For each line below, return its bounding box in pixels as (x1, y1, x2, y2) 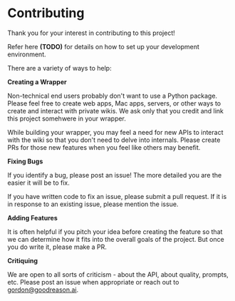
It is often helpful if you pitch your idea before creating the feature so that (7, 227, 223, 236)
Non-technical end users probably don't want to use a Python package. (7, 91, 218, 100)
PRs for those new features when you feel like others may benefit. (7, 143, 201, 151)
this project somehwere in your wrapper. (7, 114, 127, 123)
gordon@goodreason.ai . (7, 285, 79, 294)
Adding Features (7, 213, 58, 222)
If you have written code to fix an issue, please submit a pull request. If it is (7, 192, 227, 200)
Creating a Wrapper (7, 77, 67, 86)
